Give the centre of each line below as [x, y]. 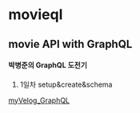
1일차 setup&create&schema [66, 84]
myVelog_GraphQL [39, 100]
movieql [36, 15]
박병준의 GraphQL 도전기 [48, 65]
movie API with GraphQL [70, 44]
